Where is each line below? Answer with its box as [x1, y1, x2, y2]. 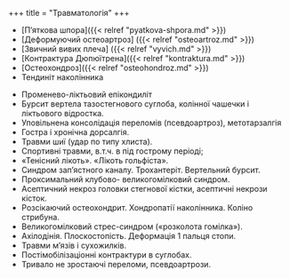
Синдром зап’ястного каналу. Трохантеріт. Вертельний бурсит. [20, 164, 262, 175]
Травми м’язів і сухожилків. [20, 240, 127, 250]
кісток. [20, 193, 48, 203]
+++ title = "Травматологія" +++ [8, 8, 130, 18]
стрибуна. [20, 212, 60, 222]
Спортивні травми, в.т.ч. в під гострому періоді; [20, 146, 204, 156]
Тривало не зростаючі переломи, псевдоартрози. [20, 259, 211, 269]
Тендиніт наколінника [20, 72, 104, 83]
